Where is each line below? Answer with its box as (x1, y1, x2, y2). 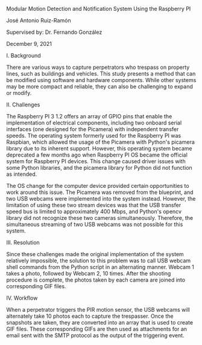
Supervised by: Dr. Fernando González (6, 28, 103, 36)
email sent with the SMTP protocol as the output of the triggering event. (6, 332, 185, 339)
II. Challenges (6, 101, 40, 108)
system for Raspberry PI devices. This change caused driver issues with (6, 158, 186, 165)
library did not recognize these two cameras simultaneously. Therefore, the (6, 214, 194, 221)
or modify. (6, 89, 32, 96)
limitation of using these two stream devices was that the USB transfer (6, 202, 181, 208)
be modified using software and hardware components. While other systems (6, 77, 197, 83)
